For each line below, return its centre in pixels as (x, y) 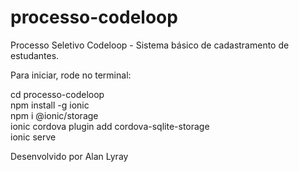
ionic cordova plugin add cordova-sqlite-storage (110, 126)
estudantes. (35, 55)
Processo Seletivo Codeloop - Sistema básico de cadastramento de (150, 45)
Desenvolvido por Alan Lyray (69, 156)
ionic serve (33, 137)
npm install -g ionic (50, 105)
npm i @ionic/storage (54, 115)
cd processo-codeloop (57, 94)
